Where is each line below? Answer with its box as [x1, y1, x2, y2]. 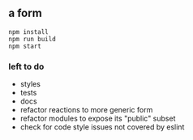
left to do [8, 61, 45, 72]
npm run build [8, 35, 57, 43]
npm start [8, 42, 42, 50]
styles [19, 79, 41, 89]
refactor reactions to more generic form [19, 105, 153, 115]
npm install [8, 28, 49, 36]
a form [8, 6, 42, 20]
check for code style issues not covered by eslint [19, 122, 185, 132]
